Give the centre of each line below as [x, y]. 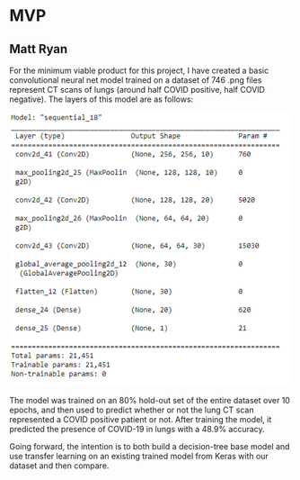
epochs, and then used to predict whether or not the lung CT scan [132, 410]
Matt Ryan [39, 49]
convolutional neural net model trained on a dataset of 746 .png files [136, 80]
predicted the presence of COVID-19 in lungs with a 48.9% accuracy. [137, 429]
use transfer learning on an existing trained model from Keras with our [139, 456]
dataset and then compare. [59, 466]
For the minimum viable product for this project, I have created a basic [139, 70]
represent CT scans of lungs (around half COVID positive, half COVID [137, 90]
